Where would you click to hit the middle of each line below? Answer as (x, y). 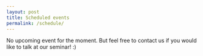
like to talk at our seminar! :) (41, 47)
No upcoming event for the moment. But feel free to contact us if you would (102, 41)
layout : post (23, 12)
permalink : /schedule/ (35, 23)
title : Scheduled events (38, 18)
